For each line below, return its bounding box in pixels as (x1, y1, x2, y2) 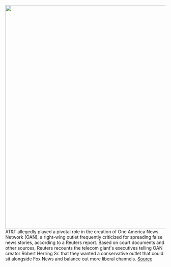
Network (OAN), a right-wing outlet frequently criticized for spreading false (5, 234, 163, 240)
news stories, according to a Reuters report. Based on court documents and (5, 239, 164, 246)
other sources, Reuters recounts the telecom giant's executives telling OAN (5, 245, 163, 251)
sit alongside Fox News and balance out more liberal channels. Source (5, 256, 153, 262)
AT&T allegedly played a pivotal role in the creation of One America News (5, 229, 159, 235)
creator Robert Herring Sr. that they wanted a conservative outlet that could (5, 251, 164, 256)
